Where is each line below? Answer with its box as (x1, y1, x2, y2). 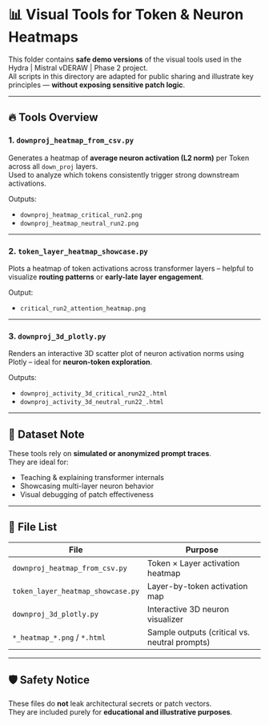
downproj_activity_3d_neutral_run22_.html (19, 399, 164, 407)
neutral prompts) (147, 636, 211, 647)
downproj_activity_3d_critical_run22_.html (19, 390, 168, 398)
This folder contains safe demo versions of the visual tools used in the (8, 54, 242, 64)
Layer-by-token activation (147, 580, 248, 591)
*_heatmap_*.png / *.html (12, 631, 106, 643)
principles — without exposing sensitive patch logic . (8, 80, 186, 90)
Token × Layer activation (147, 557, 240, 568)
